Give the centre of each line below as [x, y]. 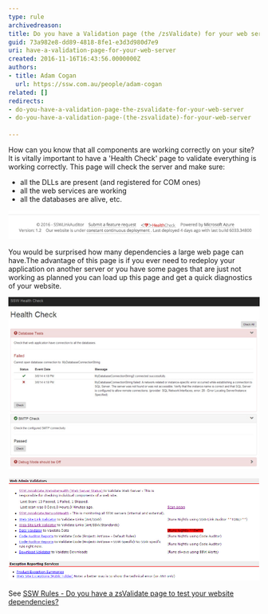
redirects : [26, 101]
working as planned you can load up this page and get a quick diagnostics [130, 277]
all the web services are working [73, 191]
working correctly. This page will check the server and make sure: [117, 167]
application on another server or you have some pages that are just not [125, 269]
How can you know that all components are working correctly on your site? [132, 150]
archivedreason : [35, 25]
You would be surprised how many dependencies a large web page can [126, 252]
